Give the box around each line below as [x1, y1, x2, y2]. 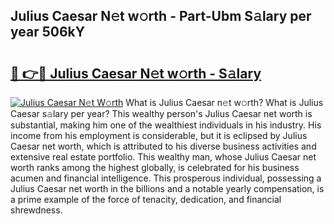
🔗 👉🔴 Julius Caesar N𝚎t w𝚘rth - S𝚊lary [10, 65, 262, 82]
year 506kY [10, 24, 86, 41]
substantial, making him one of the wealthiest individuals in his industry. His [10, 119, 322, 131]
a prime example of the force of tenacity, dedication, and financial [10, 194, 282, 205]
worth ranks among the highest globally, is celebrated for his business [10, 162, 300, 173]
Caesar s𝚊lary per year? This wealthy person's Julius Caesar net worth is [10, 108, 313, 119]
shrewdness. [10, 204, 63, 216]
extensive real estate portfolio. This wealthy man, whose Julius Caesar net [10, 151, 317, 163]
